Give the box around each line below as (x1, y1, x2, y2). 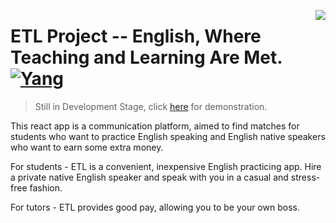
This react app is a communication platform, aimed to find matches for (10, 120, 300, 132)
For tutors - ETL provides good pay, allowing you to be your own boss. (10, 201, 300, 213)
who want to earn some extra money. (10, 141, 164, 153)
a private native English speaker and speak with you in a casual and (10, 171, 289, 183)
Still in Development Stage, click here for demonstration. (34, 100, 268, 112)
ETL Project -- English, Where (10, 25, 262, 48)
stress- (290, 171, 321, 183)
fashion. (29, 181, 63, 194)
